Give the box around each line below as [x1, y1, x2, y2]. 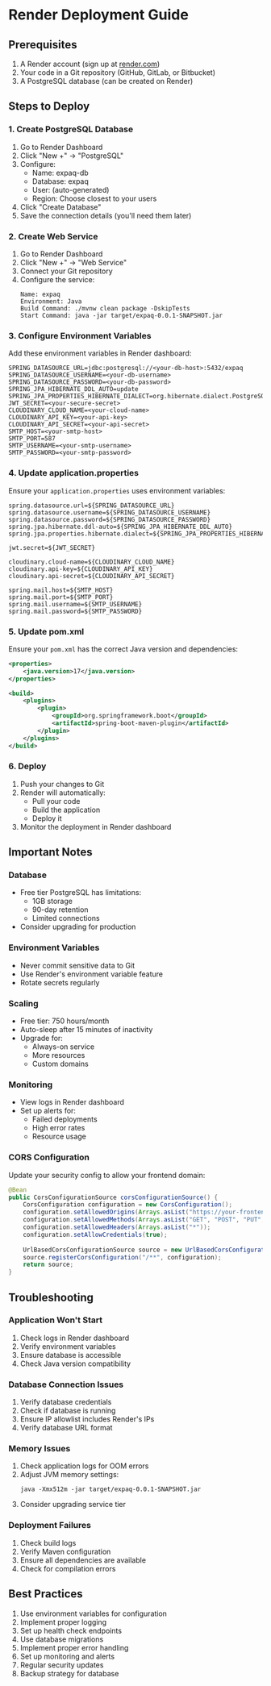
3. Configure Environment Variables [8, 330, 152, 341]
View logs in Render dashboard [19, 1097, 125, 1107]
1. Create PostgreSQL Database [8, 123, 134, 135]
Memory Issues [8, 1443, 71, 1455]
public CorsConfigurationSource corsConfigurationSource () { [8, 1193, 219, 1201]
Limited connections [31, 914, 100, 923]
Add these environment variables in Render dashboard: [8, 348, 192, 358]
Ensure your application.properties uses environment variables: [8, 485, 226, 495]
